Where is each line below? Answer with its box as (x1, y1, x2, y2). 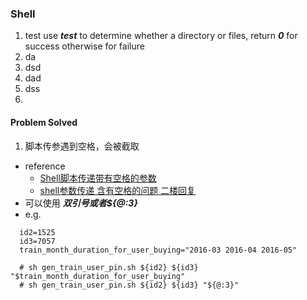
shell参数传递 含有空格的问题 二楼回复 (39, 184, 197, 196)
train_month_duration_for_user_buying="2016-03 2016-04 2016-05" (19, 245, 298, 255)
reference (24, 160, 66, 172)
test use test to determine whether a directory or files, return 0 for (24, 30, 298, 42)
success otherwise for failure (24, 40, 145, 52)
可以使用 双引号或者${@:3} (24, 197, 138, 209)
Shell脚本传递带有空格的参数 (39, 172, 157, 184)
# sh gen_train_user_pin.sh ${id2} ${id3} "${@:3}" (19, 280, 240, 290)
